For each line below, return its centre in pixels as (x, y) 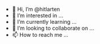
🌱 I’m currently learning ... (44, 22)
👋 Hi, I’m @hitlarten (36, 9)
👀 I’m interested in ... (38, 15)
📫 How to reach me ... (40, 35)
